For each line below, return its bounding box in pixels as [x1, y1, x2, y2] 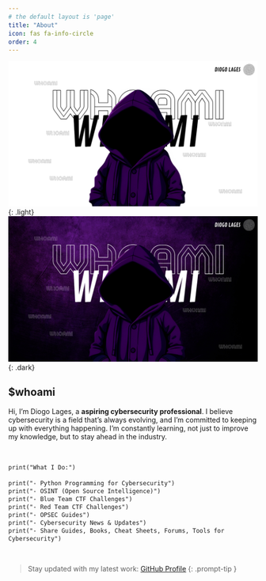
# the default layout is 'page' [8, 13, 115, 21]
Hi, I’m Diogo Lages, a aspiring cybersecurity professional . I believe [8, 406, 234, 416]
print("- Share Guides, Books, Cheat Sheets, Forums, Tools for [8, 526, 225, 534]
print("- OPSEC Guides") [8, 511, 90, 518]
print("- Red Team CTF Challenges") [8, 503, 129, 511]
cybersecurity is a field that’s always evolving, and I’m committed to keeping [8, 415, 257, 424]
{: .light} [8, 207, 35, 217]
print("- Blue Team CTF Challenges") [8, 495, 133, 503]
